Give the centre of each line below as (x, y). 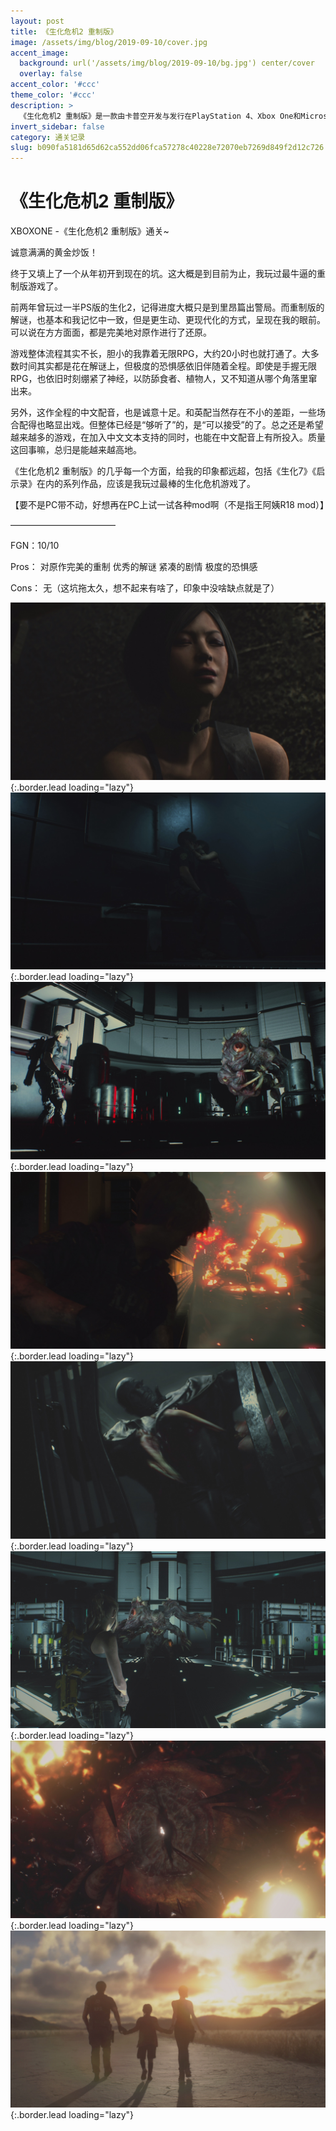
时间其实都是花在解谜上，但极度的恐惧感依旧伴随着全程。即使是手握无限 (167, 366)
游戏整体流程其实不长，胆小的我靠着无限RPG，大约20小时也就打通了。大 (160, 354)
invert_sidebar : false (57, 126)
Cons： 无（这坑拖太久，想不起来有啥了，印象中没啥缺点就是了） (145, 588)
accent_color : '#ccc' (55, 85)
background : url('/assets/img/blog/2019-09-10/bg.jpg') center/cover (167, 63)
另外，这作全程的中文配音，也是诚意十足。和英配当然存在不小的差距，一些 (163, 412)
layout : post (37, 21)
